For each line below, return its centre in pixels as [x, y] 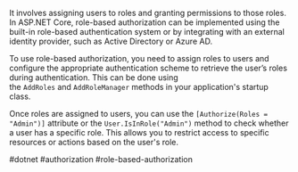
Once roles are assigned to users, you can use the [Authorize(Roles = [139, 114]
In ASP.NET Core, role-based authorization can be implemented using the [145, 22]
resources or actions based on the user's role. [94, 142]
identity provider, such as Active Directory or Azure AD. [111, 41]
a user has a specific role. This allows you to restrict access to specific [139, 132]
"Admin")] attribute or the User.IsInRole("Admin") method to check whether [149, 123]
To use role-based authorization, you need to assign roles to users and [139, 58]
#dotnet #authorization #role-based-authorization [101, 159]
